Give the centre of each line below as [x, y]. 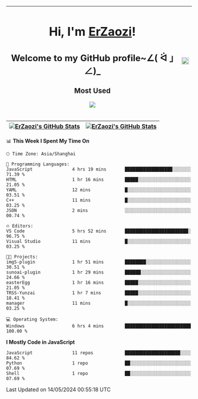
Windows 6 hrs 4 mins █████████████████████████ [99, 326]
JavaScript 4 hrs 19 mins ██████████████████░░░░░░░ [99, 169]
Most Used [92, 91]
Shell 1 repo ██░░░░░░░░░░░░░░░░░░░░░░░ [99, 374]
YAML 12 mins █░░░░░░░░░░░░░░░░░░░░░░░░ [99, 190]
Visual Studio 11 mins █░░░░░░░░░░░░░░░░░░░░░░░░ [99, 242]
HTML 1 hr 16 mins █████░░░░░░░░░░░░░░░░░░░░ [99, 180]
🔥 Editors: [20, 226]
